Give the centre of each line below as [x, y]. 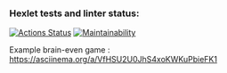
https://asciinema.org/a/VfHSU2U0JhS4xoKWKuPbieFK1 [113, 60]
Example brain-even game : [60, 50]
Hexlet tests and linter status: [74, 13]
